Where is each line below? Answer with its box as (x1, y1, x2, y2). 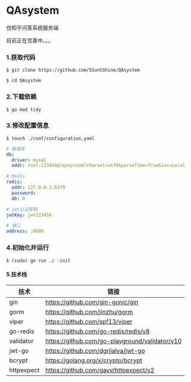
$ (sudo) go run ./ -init (6, 258, 70, 264)
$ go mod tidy (6, 106, 42, 112)
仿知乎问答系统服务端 (6, 24, 58, 31)
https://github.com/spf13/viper (45, 317, 133, 326)
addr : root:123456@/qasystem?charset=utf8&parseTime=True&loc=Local (11, 163, 186, 169)
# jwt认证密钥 (6, 206, 38, 212)
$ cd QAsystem (6, 78, 42, 84)
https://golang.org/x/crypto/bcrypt (45, 356, 143, 365)
